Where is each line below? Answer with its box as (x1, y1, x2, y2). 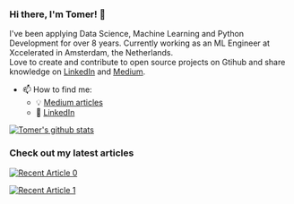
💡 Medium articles (35, 98, 103, 108)
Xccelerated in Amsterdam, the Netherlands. (9, 47, 174, 58)
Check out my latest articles (9, 147, 134, 159)
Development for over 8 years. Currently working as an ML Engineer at (9, 38, 271, 48)
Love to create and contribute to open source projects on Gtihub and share (9, 57, 286, 68)
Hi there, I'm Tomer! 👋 (9, 8, 106, 21)
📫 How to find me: (22, 84, 92, 95)
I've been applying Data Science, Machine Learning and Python (9, 29, 245, 39)
